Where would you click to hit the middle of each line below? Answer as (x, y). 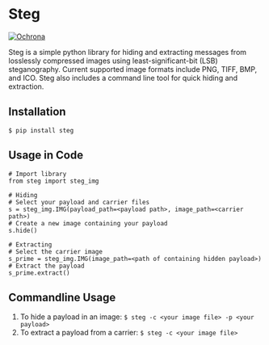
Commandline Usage (62, 297)
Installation (37, 112)
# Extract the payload (46, 266)
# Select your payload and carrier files (79, 202)
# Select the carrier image (56, 251)
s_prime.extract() (39, 273)
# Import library (38, 174)
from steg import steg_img (54, 181)
